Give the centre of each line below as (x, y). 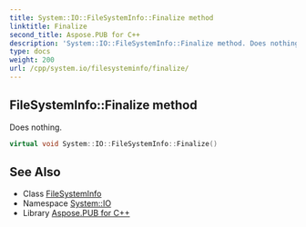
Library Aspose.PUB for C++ (76, 213)
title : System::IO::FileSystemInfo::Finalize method (112, 18)
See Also (35, 172)
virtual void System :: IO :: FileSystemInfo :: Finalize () (114, 143)
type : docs (30, 52)
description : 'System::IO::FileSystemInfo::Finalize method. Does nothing (154, 43)
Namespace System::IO (67, 203)
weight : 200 (32, 60)
